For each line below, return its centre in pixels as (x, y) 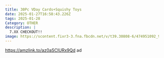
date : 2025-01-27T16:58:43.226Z (38, 14)
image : (12, 37)
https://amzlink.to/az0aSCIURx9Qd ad (43, 50)
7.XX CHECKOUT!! (26, 32)
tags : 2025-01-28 (23, 18)
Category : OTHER (21, 23)
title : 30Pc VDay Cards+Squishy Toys (43, 9)
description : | (20, 28)
